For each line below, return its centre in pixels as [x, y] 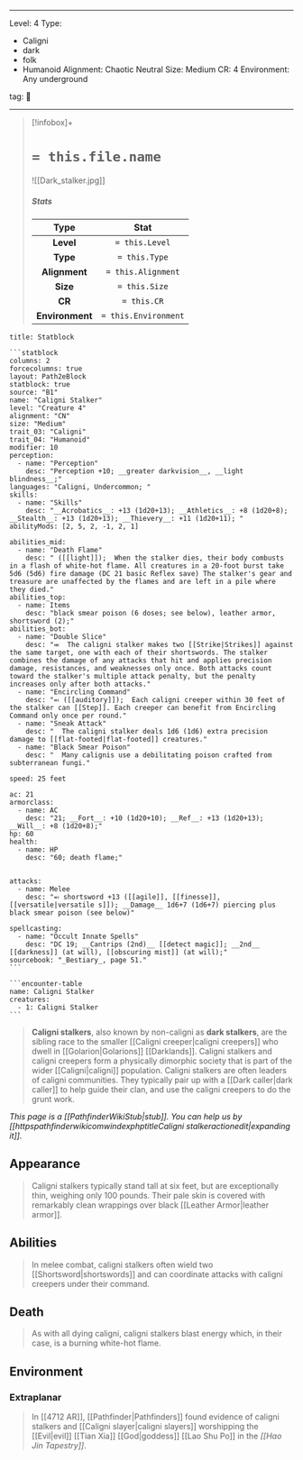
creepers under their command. [91, 1283]
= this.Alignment [143, 272]
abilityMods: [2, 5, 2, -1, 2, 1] [74, 526]
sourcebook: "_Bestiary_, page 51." [78, 960]
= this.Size [142, 286]
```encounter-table [46, 983]
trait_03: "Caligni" [48, 432]
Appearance [45, 1164]
